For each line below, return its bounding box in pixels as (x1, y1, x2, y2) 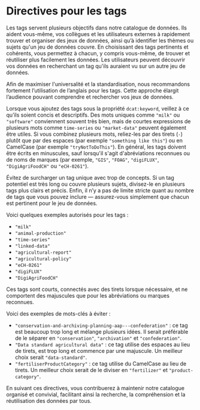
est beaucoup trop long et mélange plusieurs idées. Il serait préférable (14, 328, 189, 335)
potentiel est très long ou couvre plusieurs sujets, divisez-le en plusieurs (6, 180, 186, 188)
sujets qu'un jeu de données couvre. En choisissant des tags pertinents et (6, 43, 189, 50)
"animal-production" (14, 230, 66, 236)
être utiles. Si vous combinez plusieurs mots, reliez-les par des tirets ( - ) (6, 130, 183, 138)
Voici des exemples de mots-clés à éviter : (6, 310, 111, 317)
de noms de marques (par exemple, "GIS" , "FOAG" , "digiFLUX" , (6, 156, 160, 163)
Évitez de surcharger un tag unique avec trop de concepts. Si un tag (6, 174, 175, 181)
